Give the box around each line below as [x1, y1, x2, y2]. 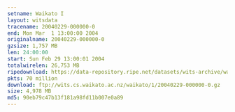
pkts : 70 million [7, 74, 58, 82]
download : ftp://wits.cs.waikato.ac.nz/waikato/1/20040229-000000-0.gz [7, 81, 220, 88]
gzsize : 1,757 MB [7, 42, 58, 49]
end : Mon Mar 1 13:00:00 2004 [7, 29, 99, 37]
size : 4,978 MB [7, 88, 52, 95]
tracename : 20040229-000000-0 [7, 23, 96, 30]
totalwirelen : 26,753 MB [7, 62, 80, 69]
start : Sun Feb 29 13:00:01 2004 [7, 56, 105, 63]
